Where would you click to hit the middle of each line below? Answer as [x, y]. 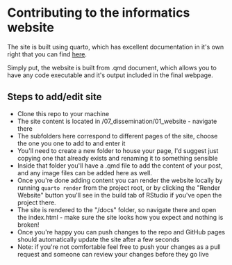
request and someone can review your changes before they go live [113, 254]
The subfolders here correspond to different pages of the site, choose [117, 136]
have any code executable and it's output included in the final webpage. [110, 75]
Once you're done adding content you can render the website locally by [120, 180]
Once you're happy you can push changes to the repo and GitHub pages [121, 232]
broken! [28, 225]
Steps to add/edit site [55, 97]
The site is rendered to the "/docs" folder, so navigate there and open [117, 209]
